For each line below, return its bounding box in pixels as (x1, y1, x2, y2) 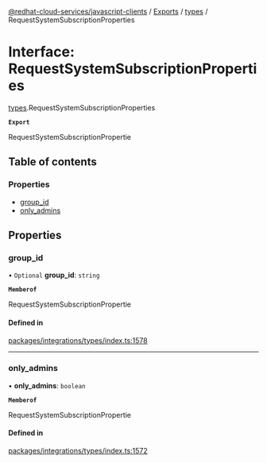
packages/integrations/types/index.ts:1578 (8, 335, 149, 345)
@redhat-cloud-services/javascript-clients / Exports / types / (8, 7, 208, 16)
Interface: (8, 43, 75, 61)
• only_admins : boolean (8, 380, 86, 390)
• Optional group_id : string (8, 270, 100, 280)
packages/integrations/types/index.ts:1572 (8, 446, 149, 456)
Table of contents (8, 155, 97, 169)
